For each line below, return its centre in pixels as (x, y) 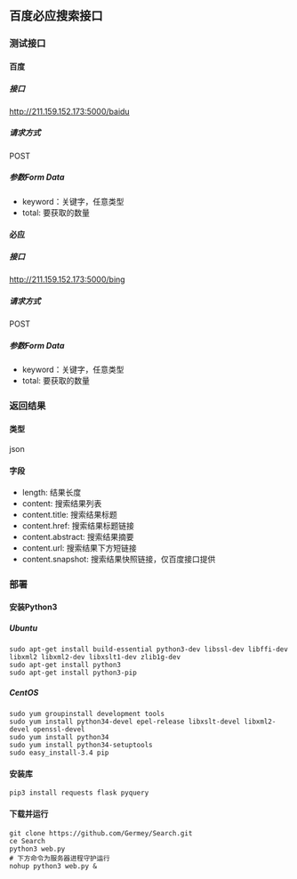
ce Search (28, 841)
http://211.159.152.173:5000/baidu (70, 111)
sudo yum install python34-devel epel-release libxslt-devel (125, 722)
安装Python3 (33, 607)
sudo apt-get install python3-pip (73, 673)
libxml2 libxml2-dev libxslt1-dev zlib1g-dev (95, 657)
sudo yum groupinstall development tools (87, 714)
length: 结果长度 (52, 492)
